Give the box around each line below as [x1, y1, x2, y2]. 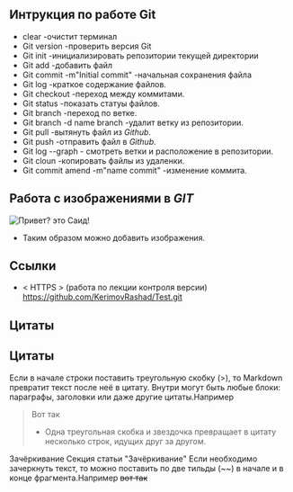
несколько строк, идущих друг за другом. [44, 435, 207, 446]
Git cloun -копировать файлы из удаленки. [22, 155, 185, 165]
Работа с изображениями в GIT [9, 191, 194, 206]
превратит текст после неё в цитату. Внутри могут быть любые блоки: [9, 381, 281, 392]
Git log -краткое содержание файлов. [22, 78, 166, 89]
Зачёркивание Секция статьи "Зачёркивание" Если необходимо [9, 453, 258, 464]
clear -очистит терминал [22, 31, 118, 41]
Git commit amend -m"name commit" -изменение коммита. [22, 165, 247, 175]
